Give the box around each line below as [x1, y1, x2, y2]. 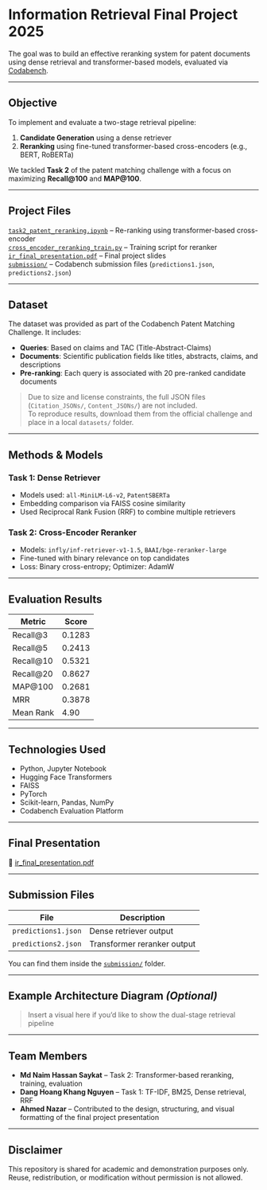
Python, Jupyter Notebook [19, 763, 107, 773]
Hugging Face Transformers [19, 772, 113, 782]
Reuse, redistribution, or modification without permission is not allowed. [8, 1172, 243, 1183]
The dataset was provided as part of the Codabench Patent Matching [8, 319, 235, 329]
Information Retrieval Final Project [8, 6, 238, 24]
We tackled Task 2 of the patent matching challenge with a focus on [8, 165, 232, 174]
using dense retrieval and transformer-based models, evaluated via [8, 57, 229, 67]
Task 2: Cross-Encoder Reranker [8, 527, 137, 538]
